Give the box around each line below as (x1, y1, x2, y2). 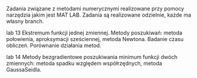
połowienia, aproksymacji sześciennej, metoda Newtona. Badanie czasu (6, 36, 184, 42)
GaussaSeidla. (6, 66, 42, 73)
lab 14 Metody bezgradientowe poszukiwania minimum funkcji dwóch (6, 54, 178, 60)
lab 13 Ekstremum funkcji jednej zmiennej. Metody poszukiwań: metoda (6, 29, 183, 36)
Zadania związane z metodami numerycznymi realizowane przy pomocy (6, 5, 184, 12)
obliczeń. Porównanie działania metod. (6, 42, 102, 49)
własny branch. (6, 18, 44, 24)
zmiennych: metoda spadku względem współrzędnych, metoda (6, 60, 163, 67)
